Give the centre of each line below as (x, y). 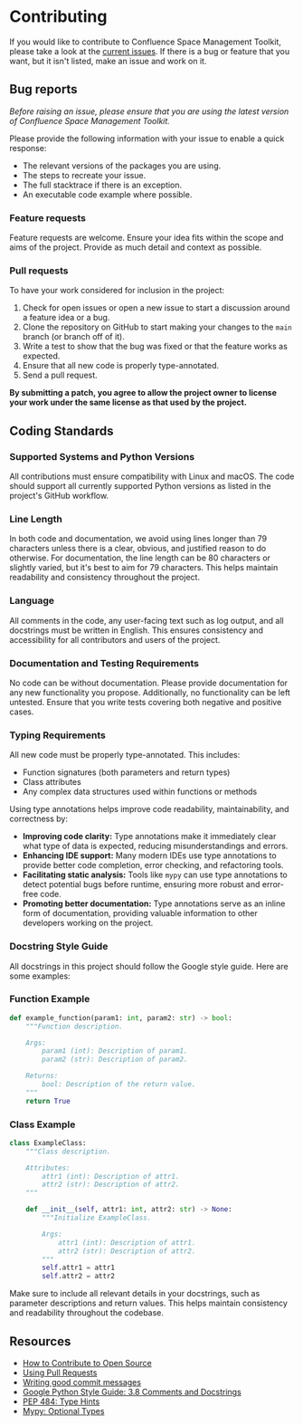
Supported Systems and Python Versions (102, 456)
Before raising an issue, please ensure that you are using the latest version (149, 111)
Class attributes (52, 782)
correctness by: (39, 819)
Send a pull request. (60, 375)
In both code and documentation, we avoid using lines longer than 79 (138, 539)
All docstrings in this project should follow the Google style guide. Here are (149, 966)
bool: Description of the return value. (119, 1085)
